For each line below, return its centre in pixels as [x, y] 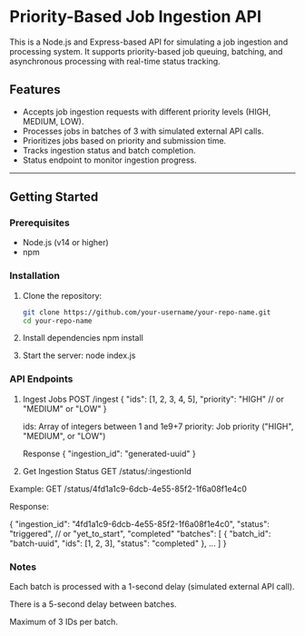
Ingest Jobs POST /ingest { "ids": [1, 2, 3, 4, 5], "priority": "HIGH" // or [153, 399]
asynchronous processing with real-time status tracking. [115, 61]
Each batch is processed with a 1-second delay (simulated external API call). [152, 587]
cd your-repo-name [57, 321]
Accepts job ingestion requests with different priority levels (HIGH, [147, 112]
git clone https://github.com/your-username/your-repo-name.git [147, 312]
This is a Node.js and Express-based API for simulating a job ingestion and [149, 42]
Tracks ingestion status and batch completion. [109, 150]
